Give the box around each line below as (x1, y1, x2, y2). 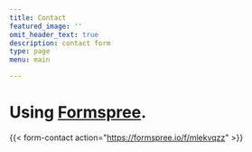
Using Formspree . (9, 102, 147, 123)
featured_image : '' (9, 22, 83, 31)
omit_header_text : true (9, 30, 99, 39)
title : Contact (9, 13, 67, 23)
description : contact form (9, 38, 111, 48)
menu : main (9, 55, 51, 64)
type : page (9, 47, 51, 56)
